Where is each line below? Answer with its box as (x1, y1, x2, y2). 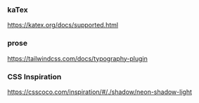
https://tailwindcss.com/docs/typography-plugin (7, 54, 148, 62)
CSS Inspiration (7, 71, 62, 81)
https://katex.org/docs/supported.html (7, 21, 118, 29)
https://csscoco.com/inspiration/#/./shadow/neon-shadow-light (7, 88, 192, 96)
